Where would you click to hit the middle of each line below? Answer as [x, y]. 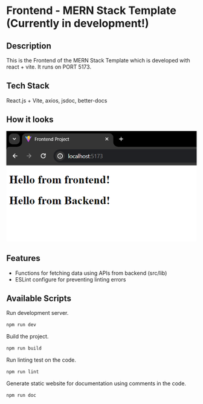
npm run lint [23, 372]
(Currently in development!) [78, 23]
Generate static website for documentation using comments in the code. [96, 383]
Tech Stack [28, 86]
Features [23, 258]
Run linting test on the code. [41, 360]
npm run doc [21, 395]
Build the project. [27, 337]
